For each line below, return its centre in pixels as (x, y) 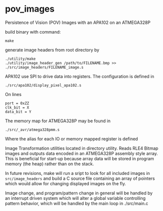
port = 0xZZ (17, 103)
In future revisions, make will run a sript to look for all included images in (77, 173)
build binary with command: (33, 32)
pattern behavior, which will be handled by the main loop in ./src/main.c (77, 203)
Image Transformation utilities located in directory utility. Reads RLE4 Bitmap (82, 148)
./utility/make (20, 59)
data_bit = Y (18, 112)
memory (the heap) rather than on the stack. (49, 164)
